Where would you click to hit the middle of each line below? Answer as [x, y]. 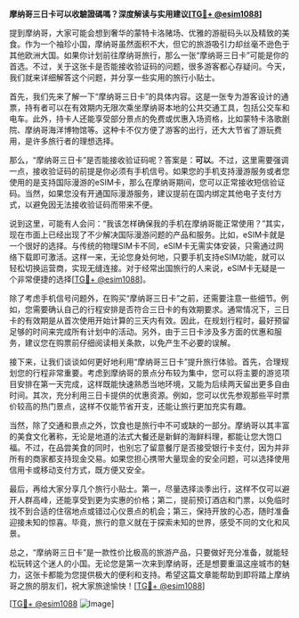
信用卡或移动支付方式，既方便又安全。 [79, 470]
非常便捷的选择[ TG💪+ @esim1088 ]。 [84, 279]
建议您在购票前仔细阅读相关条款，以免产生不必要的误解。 [130, 343]
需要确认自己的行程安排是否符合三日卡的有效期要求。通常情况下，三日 [161, 309]
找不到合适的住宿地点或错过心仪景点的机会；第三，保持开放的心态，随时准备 [149, 511]
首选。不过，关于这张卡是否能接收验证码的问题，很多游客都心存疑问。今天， [149, 66]
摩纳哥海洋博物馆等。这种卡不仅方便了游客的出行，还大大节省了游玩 [149, 130]
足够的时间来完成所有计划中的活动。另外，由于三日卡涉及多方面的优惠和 [141, 332]
